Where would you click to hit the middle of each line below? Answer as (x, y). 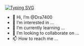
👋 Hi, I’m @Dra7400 (32, 17)
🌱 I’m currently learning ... (39, 28)
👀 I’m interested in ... (33, 23)
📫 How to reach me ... (35, 39)
